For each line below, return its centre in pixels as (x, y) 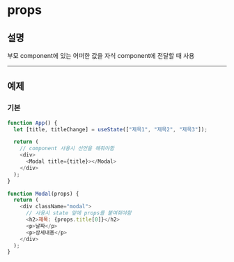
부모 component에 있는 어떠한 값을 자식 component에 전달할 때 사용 (101, 56)
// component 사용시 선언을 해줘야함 (67, 149)
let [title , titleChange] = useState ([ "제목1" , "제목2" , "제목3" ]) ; (110, 129)
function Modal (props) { (43, 194)
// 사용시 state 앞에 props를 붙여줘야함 (78, 213)
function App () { (32, 123)
